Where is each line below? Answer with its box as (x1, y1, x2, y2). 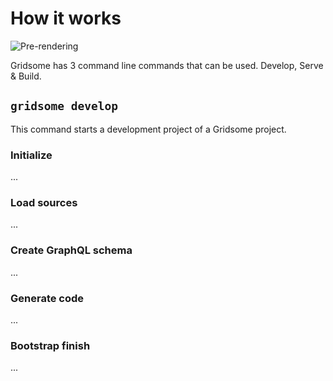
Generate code (10, 291, 85, 305)
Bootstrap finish (10, 338, 91, 352)
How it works (10, 7, 122, 30)
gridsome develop (10, 99, 118, 114)
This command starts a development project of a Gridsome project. (10, 123, 287, 135)
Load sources (10, 195, 78, 209)
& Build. (10, 70, 42, 82)
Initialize (10, 148, 53, 162)
